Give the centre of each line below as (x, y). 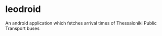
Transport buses (22, 28)
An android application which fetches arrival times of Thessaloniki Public (81, 23)
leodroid (23, 9)
